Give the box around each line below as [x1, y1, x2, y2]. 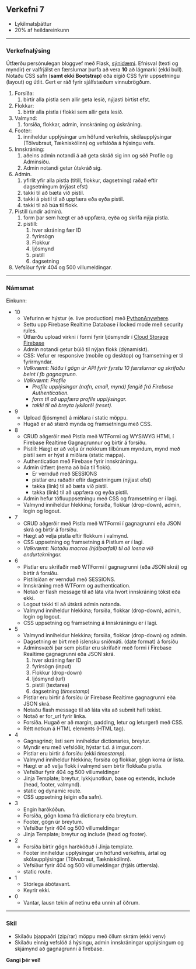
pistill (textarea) [32, 682, 70, 689]
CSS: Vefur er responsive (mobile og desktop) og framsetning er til [23, 352, 184, 359]
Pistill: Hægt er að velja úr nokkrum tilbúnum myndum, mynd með [23, 445, 180, 452]
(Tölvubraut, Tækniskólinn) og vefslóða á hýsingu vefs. [23, 140, 155, 147]
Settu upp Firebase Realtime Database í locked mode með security [23, 321, 184, 328]
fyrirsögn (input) [32, 663, 72, 670]
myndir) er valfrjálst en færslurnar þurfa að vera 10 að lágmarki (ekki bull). [6, 66, 184, 73]
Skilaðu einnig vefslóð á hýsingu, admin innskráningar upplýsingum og [14, 939, 184, 946]
